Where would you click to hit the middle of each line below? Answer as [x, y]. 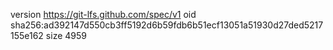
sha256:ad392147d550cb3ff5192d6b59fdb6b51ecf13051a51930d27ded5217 [167, 25]
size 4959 [66, 35]
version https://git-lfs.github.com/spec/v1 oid [103, 14]
